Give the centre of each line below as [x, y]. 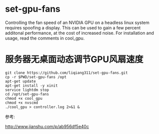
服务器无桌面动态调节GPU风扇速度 [74, 59]
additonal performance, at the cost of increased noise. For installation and [79, 33]
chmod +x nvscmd [22, 103]
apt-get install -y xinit [31, 86]
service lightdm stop [27, 90]
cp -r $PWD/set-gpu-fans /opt [36, 77]
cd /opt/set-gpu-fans [27, 94]
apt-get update [21, 81]
